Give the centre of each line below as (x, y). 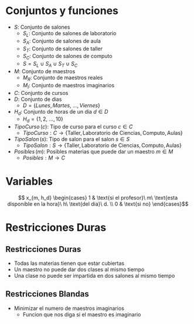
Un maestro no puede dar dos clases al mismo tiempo (79, 270)
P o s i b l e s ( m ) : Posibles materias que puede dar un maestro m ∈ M (93, 152)
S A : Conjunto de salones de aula (62, 41)
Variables (29, 181)
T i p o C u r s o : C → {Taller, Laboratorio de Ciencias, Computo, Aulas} (103, 133)
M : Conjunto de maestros (45, 71)
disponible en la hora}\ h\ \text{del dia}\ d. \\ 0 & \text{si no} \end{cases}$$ (98, 204)
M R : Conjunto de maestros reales (63, 78)
